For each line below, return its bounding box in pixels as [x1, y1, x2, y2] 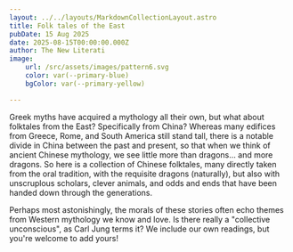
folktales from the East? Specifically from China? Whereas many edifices [9, 121, 276, 132]
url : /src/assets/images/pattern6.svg [25, 63, 169, 72]
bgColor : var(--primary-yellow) [25, 79, 145, 88]
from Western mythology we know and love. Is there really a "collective [9, 214, 271, 224]
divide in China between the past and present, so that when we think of [9, 140, 272, 150]
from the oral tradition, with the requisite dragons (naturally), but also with [9, 168, 281, 179]
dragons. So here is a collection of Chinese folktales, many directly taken [9, 159, 277, 169]
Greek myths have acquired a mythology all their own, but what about [9, 111, 265, 122]
